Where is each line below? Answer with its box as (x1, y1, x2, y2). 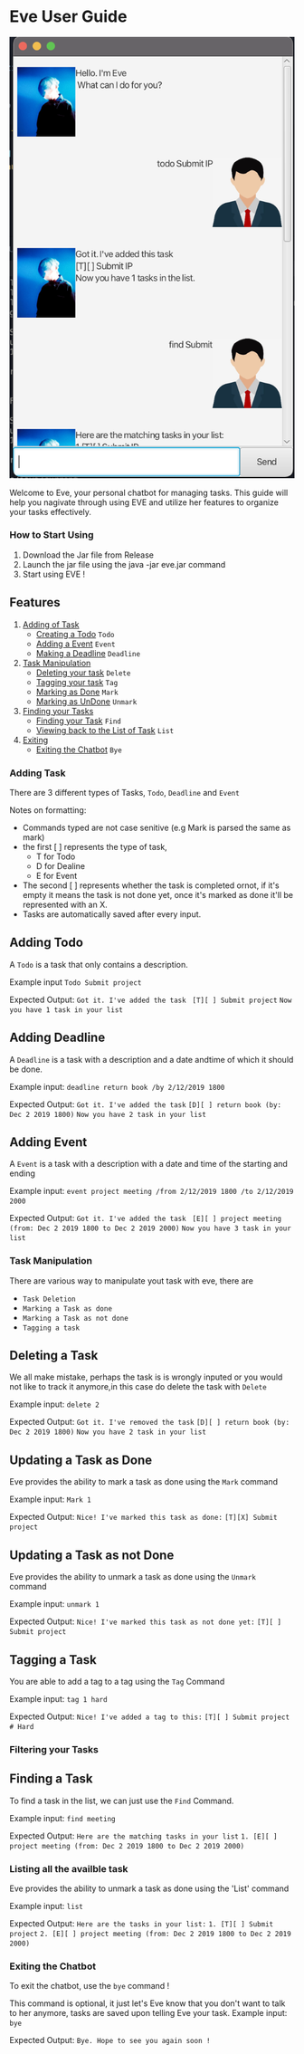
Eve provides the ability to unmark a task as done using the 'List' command (9, 1883, 290, 1894)
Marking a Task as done (22, 1304, 113, 1314)
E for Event (35, 870, 78, 881)
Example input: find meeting (9, 1812, 116, 1823)
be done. (9, 1064, 43, 1075)
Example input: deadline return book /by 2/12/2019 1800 (9, 1081, 225, 1092)
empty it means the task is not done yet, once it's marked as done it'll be (22, 889, 294, 900)
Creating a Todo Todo (35, 628, 115, 639)
